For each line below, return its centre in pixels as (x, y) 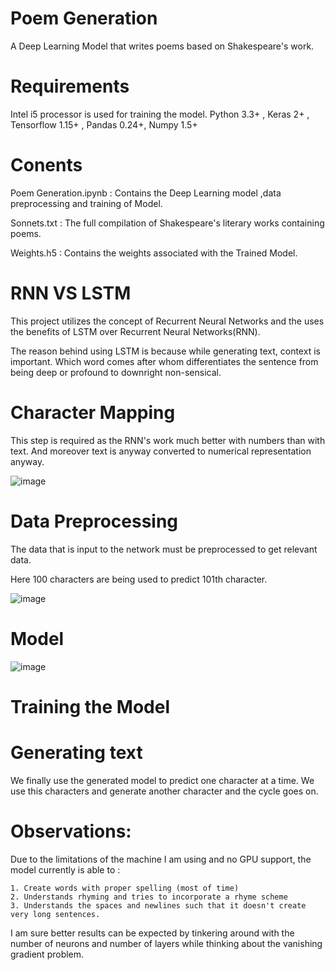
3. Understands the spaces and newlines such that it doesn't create (158, 905)
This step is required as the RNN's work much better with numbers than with (168, 440)
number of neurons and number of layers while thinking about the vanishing (166, 943)
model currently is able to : (65, 869)
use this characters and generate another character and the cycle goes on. (164, 791)
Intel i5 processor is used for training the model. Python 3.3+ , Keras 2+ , (160, 114)
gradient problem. (47, 954)
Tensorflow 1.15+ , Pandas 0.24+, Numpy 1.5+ (104, 124)
